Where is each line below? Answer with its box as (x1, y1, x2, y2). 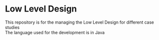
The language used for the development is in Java (5, 29, 105, 35)
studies (5, 24, 20, 30)
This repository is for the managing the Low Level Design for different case (5, 19, 154, 25)
